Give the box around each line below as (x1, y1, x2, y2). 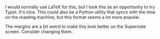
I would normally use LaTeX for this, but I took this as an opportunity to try (5, 4, 155, 10)
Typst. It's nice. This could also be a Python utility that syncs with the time (5, 9, 156, 15)
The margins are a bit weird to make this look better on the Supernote (5, 24, 146, 29)
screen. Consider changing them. (5, 29, 73, 34)
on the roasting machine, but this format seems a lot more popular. (5, 14, 140, 20)
